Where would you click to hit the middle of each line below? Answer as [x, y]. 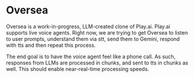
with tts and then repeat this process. [51, 45]
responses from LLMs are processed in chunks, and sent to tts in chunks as [97, 63]
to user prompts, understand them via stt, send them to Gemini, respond [93, 39]
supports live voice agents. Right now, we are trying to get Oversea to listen [97, 32]
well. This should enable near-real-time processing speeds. [78, 69]
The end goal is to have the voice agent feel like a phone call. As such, [91, 56]
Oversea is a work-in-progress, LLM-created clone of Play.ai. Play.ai [88, 26]
